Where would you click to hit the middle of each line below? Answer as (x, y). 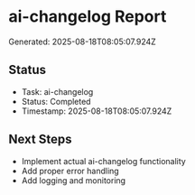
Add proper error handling (70, 171)
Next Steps (40, 139)
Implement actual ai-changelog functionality (103, 161)
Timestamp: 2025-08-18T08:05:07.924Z (97, 111)
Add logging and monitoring (74, 180)
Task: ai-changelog (57, 91)
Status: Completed (56, 101)
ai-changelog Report (88, 17)
